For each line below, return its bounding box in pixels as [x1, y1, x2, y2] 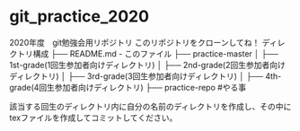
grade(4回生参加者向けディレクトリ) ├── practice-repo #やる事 [9, 82, 247, 92]
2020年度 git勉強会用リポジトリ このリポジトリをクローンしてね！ [9, 37, 260, 48]
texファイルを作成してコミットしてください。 [9, 112, 178, 123]
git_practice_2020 [9, 6, 150, 27]
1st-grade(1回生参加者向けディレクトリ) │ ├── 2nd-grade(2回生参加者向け [9, 59, 286, 70]
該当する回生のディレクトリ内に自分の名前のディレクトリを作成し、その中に [9, 100, 292, 111]
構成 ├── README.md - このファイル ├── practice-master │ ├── [32, 48, 278, 59]
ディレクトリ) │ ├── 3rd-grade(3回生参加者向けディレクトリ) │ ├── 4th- [9, 70, 282, 82]
